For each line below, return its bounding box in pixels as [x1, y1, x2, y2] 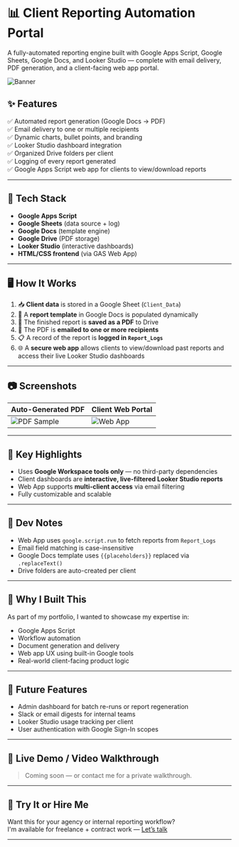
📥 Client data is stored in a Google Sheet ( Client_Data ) [17, 300, 181, 309]
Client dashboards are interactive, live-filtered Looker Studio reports [17, 475, 223, 483]
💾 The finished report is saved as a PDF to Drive [17, 318, 159, 326]
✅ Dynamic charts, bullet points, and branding [7, 132, 143, 142]
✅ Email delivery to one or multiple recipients [7, 124, 139, 133]
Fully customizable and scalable [17, 490, 112, 498]
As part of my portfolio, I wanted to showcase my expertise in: [7, 612, 190, 621]
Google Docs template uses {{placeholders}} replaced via [17, 551, 190, 560]
